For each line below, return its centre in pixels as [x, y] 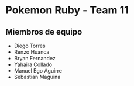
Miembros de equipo [44, 32]
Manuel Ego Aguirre [38, 70]
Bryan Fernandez [35, 58]
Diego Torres [30, 46]
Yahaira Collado [33, 64]
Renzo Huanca [32, 52]
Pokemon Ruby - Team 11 [67, 10]
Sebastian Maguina [37, 77]
